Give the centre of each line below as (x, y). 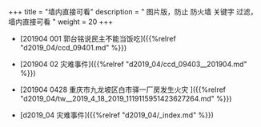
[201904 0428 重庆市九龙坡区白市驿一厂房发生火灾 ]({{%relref (123, 89)
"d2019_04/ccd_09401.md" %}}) (73, 48)
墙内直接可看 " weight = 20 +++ (61, 22)
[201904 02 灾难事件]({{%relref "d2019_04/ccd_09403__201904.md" (133, 64)
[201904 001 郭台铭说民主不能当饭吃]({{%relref (98, 39)
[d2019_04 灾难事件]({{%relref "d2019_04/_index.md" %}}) (117, 115)
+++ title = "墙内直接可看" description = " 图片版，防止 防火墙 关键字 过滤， (133, 12)
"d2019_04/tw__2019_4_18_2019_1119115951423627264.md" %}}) (126, 99)
